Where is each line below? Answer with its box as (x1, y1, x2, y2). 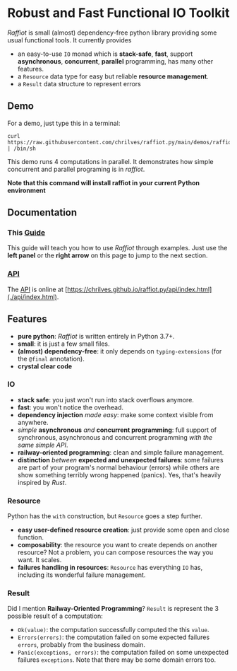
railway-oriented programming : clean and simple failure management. (17, 448, 224, 457)
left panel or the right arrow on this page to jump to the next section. (7, 251, 208, 259)
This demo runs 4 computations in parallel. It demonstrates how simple (7, 157, 214, 165)
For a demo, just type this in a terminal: (7, 119, 121, 127)
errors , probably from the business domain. (17, 641, 146, 649)
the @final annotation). (17, 354, 85, 363)
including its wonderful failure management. (17, 571, 146, 579)
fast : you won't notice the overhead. (17, 403, 124, 412)
